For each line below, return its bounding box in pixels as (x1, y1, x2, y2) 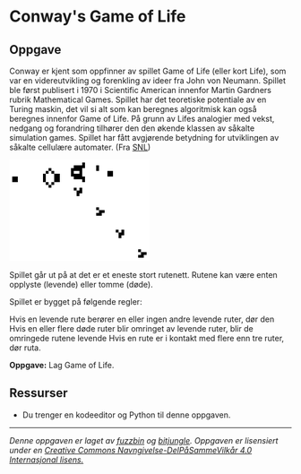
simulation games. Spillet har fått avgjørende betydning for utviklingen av (9, 133, 279, 142)
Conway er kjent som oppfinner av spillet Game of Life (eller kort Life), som (9, 65, 287, 76)
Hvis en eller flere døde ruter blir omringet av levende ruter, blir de (9, 323, 254, 333)
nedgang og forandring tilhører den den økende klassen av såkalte (9, 123, 255, 134)
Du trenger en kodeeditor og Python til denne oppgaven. (21, 409, 231, 420)
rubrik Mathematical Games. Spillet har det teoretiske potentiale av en (9, 94, 267, 105)
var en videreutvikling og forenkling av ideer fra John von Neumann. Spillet (9, 75, 287, 86)
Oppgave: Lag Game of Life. (9, 360, 115, 370)
